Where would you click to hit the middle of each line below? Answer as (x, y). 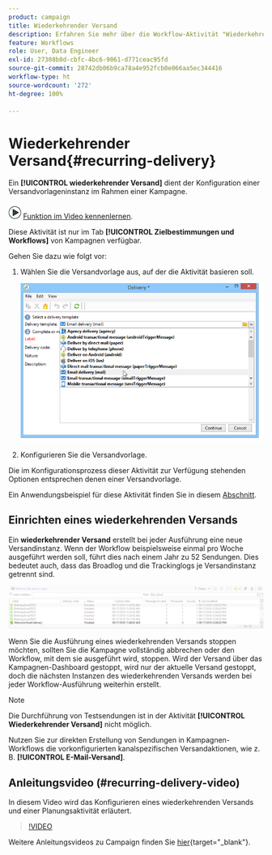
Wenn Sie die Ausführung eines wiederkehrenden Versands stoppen (123, 641)
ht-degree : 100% (36, 94)
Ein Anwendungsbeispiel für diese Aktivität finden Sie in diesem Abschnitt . (133, 494)
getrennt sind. (32, 574)
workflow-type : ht (39, 77)
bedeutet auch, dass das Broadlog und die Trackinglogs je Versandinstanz (132, 565)
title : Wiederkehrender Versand (63, 25)
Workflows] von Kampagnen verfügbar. (75, 241)
